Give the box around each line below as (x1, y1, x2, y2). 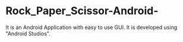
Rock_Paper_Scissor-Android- (5, 4, 159, 18)
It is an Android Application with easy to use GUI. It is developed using (5, 24, 178, 31)
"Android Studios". (5, 30, 51, 37)
